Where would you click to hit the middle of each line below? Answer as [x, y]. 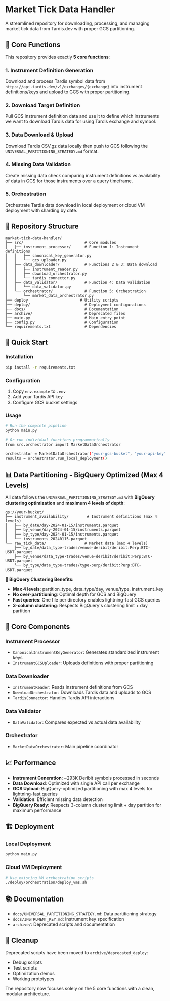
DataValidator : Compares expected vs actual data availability [76, 722]
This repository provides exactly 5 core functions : [58, 57]
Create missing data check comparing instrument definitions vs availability [83, 175]
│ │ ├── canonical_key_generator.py [49, 256]
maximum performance [37, 810]
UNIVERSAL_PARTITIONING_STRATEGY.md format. [52, 151]
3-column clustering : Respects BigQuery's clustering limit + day [80, 606]
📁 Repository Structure [42, 226]
